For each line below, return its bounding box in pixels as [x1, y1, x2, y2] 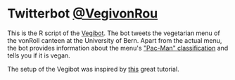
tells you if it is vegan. [7, 51, 70, 60]
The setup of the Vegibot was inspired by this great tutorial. [7, 65, 179, 73]
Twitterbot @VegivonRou [7, 6, 158, 22]
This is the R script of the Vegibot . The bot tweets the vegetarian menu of [7, 29, 220, 37]
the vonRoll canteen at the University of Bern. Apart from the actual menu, [7, 36, 222, 44]
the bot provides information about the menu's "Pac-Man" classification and [7, 44, 229, 52]
